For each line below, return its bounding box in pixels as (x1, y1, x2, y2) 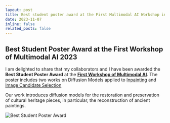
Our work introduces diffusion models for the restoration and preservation (5, 92, 159, 98)
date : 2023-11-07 (5, 17, 42, 22)
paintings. (5, 102, 26, 108)
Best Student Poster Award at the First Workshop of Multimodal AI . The (5, 71, 158, 77)
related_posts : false (5, 26, 51, 31)
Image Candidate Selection (5, 82, 62, 88)
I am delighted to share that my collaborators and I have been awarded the (5, 66, 160, 72)
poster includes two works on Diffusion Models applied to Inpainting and (5, 77, 157, 83)
